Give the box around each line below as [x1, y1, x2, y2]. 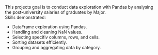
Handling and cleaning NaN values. [12, 29, 82, 35]
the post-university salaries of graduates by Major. [5, 9, 106, 15]
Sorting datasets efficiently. [12, 39, 67, 45]
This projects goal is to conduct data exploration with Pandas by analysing [5, 4, 154, 10]
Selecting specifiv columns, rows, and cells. [12, 34, 100, 40]
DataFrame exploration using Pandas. [12, 24, 87, 30]
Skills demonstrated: [5, 15, 46, 20]
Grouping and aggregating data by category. [12, 45, 101, 50]
